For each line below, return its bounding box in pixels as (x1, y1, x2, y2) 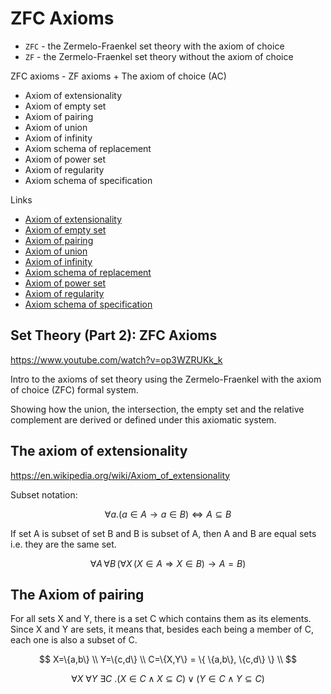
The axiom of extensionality (10, 443, 188, 460)
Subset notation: (10, 488, 78, 501)
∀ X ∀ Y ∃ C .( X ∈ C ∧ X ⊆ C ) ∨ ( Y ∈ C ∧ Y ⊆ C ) (71, 673, 265, 685)
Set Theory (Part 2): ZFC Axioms (10, 327, 218, 344)
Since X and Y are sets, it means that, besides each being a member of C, (10, 623, 314, 636)
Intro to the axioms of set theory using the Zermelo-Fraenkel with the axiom (10, 373, 322, 385)
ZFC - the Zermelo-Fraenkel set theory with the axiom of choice (24, 40, 285, 52)
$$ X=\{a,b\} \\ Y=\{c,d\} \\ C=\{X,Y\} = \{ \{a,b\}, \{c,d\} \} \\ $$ (38, 653, 298, 666)
